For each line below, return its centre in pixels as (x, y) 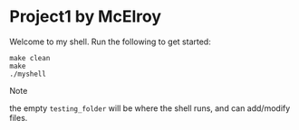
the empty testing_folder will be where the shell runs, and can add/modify (150, 108)
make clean (30, 58)
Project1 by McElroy (85, 17)
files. (19, 117)
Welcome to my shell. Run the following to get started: (110, 42)
